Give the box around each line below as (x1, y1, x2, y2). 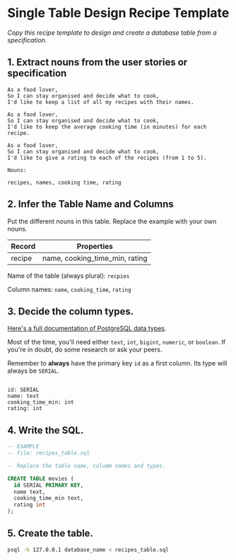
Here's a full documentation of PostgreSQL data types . (7, 324, 167, 333)
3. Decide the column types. (7, 305, 134, 317)
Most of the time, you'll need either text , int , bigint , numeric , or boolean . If (7, 338, 226, 346)
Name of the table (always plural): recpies (7, 271, 130, 280)
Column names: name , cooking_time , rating (7, 285, 132, 293)
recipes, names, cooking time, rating (7, 179, 122, 186)
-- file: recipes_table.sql (7, 450, 90, 457)
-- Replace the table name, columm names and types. (7, 462, 166, 469)
